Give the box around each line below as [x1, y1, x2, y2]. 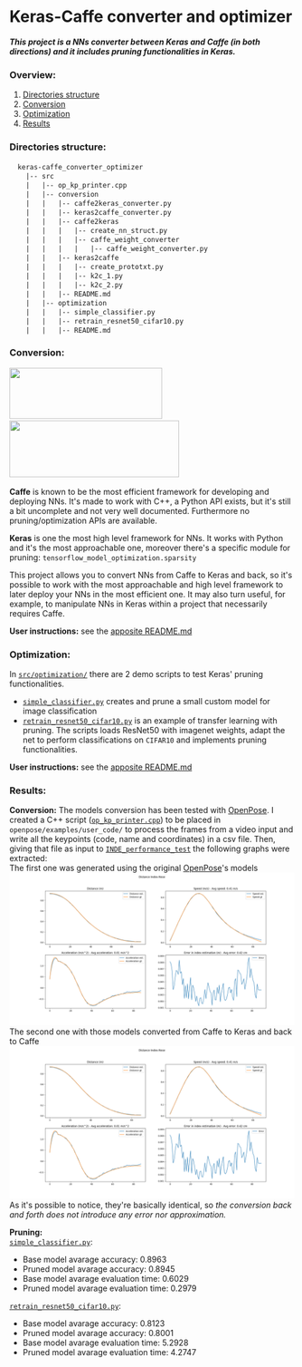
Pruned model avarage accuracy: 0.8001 [22, 1327, 175, 1338]
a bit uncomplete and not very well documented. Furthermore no [9, 505, 250, 516]
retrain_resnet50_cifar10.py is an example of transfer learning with [22, 715, 278, 726]
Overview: [9, 68, 56, 81]
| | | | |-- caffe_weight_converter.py [25, 244, 208, 253]
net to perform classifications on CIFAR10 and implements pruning [22, 734, 267, 745]
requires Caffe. [9, 607, 65, 618]
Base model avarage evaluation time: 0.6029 [22, 1273, 190, 1284]
